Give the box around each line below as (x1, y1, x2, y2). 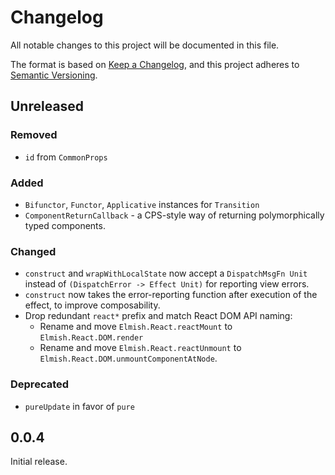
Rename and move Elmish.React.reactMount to (39, 321, 233, 333)
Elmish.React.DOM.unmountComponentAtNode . (39, 352, 218, 365)
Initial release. (10, 456, 68, 468)
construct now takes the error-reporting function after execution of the (24, 289, 318, 301)
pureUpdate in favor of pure (24, 400, 135, 412)
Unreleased (10, 98, 85, 115)
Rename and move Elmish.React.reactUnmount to (39, 342, 242, 354)
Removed (10, 128, 58, 142)
